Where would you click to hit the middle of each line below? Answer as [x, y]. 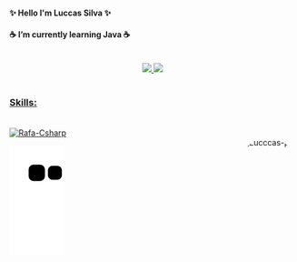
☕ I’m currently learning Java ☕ [70, 35]
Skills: [24, 102]
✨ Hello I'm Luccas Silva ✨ [60, 13]
